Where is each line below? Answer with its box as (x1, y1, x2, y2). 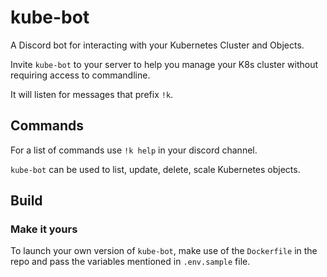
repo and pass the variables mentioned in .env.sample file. (10, 256, 251, 268)
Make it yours (10, 222, 78, 236)
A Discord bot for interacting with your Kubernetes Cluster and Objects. (10, 39, 305, 51)
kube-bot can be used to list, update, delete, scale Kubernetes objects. (10, 163, 301, 175)
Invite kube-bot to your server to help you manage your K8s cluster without (10, 58, 319, 70)
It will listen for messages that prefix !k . (10, 88, 174, 100)
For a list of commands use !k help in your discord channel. (10, 144, 258, 156)
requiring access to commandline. (10, 69, 151, 81)
